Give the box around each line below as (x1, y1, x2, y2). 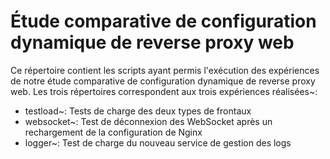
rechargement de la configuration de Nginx (24, 126, 203, 138)
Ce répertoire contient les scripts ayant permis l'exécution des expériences (10, 64, 320, 76)
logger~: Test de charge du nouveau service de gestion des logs (24, 136, 292, 149)
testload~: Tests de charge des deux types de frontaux (24, 105, 252, 117)
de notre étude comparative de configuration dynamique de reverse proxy (10, 75, 316, 87)
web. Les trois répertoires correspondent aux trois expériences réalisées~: (10, 85, 318, 97)
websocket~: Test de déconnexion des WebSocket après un (24, 115, 273, 127)
